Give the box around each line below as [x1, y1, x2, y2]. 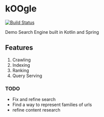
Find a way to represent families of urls [12, 102, 92, 108]
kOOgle [5, 3, 37, 14]
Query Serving [12, 73, 42, 79]
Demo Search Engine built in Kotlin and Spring [5, 29, 99, 35]
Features [5, 43, 33, 52]
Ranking [12, 67, 29, 73]
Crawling [12, 57, 31, 63]
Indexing [12, 62, 31, 68]
